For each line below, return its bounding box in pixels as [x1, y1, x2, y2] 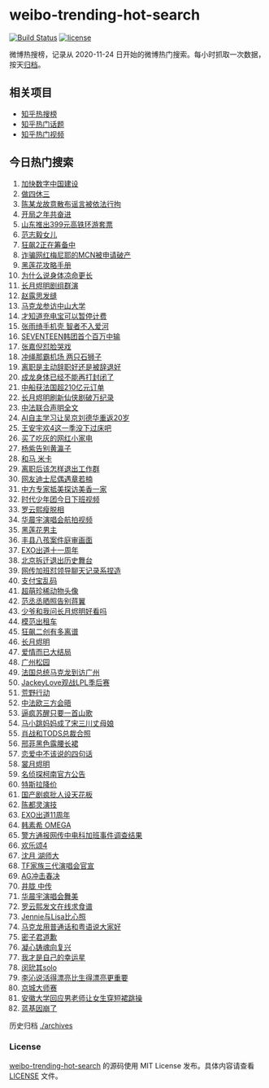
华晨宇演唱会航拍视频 [20, 515, 93, 524]
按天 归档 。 [9, 59, 46, 69]
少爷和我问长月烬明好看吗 [20, 606, 107, 616]
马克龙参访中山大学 [20, 301, 86, 310]
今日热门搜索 [9, 156, 74, 169]
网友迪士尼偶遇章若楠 [20, 474, 93, 484]
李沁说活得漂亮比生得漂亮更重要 [20, 972, 128, 982]
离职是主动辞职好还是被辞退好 [20, 362, 121, 371]
